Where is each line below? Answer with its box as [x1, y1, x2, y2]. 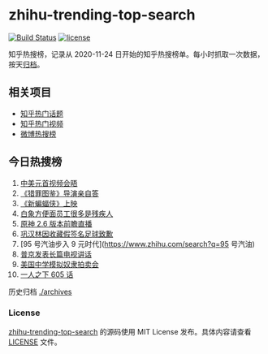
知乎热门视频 [19, 119, 63, 128]
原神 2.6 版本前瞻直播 [19, 218, 93, 228]
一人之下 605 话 [19, 270, 74, 279]
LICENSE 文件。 [8, 337, 63, 347]
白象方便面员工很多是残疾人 [19, 209, 114, 218]
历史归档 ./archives [8, 287, 72, 296]
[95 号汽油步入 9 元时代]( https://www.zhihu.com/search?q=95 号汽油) [19, 239, 256, 248]
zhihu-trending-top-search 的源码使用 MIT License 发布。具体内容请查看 [8, 326, 252, 336]
